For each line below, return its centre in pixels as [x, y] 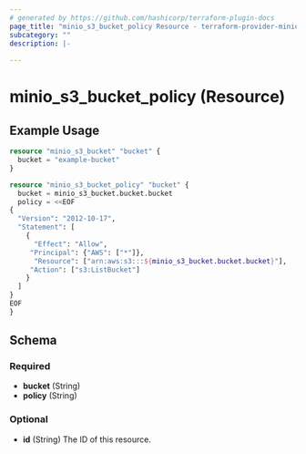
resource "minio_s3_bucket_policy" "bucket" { [99, 185]
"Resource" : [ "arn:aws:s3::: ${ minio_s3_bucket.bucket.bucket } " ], [160, 261]
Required [30, 366]
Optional [29, 419]
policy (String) [50, 396]
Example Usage [55, 130]
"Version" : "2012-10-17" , [67, 219]
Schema [33, 340]
